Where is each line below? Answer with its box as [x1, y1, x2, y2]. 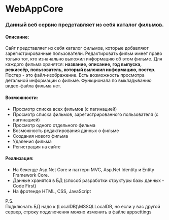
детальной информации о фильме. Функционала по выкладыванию [5, 77, 152, 84]
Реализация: [5, 155, 34, 162]
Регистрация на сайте [12, 143, 61, 150]
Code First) [12, 182, 37, 188]
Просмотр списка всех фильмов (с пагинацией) [12, 106, 117, 112]
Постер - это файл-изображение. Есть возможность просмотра [5, 72, 145, 78]
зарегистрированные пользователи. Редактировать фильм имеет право [5, 50, 162, 56]
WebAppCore [5, 3, 63, 15]
